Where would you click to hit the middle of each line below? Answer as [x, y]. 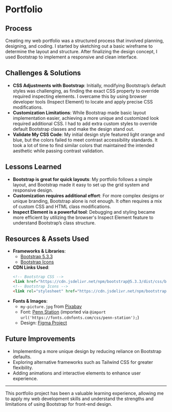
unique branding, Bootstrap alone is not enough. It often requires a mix [87, 201]
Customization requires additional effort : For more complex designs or [89, 195]
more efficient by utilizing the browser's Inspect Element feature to [83, 217]
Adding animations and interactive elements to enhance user [77, 373]
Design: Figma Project [44, 323]
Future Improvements [40, 339]
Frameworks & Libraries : [39, 251]
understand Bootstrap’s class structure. [54, 223]
